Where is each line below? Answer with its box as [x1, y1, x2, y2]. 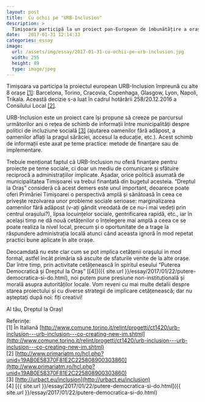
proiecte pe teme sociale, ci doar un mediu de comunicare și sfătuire [6, 165, 179, 172]
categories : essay [6, 37, 53, 43]
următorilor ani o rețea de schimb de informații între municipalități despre [6, 121, 190, 128]
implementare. [6, 146, 43, 154]
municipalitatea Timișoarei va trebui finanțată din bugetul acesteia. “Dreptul [6, 178, 196, 185]
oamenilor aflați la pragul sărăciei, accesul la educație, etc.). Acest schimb [6, 133, 193, 141]
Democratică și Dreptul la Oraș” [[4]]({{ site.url [6, 267, 124, 275]
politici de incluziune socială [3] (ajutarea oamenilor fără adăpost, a [6, 127, 176, 135]
